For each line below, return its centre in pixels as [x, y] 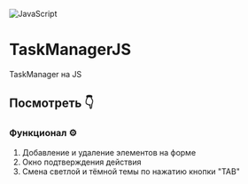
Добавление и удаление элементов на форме [109, 152]
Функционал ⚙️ [43, 133]
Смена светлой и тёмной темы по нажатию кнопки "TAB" [131, 171]
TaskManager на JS [46, 74]
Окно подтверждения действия [81, 162]
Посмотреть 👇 [52, 104]
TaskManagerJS [70, 50]
